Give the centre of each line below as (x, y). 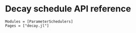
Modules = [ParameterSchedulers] (39, 22)
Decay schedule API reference (68, 9)
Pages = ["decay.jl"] (27, 26)
